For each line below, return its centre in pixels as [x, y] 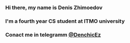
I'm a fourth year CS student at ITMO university [65, 21]
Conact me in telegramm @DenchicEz [53, 34]
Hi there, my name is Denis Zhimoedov [54, 8]
